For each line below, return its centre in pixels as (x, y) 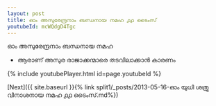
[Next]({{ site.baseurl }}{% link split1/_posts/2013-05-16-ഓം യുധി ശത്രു (108, 87)
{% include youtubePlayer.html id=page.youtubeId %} (84, 74)
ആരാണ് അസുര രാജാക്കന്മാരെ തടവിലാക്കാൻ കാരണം (96, 60)
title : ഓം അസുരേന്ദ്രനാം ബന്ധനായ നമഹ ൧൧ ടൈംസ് (82, 20)
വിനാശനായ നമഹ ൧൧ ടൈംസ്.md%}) (63, 95)
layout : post (26, 14)
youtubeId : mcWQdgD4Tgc (42, 26)
